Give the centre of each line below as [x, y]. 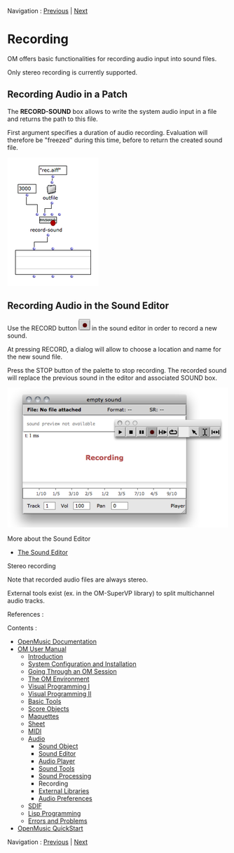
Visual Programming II [60, 693]
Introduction [46, 656]
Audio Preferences [65, 798]
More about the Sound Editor [49, 539]
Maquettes [43, 716]
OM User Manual [42, 649]
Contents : [22, 628]
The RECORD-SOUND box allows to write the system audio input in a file [112, 111]
